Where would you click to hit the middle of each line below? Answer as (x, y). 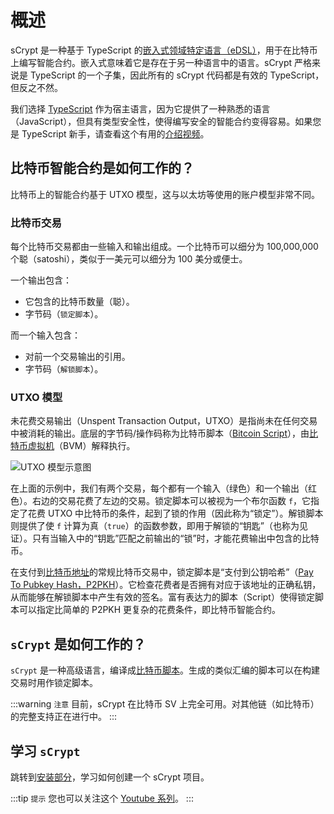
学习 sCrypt (45, 751)
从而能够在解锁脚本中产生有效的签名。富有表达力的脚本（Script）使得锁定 (162, 597)
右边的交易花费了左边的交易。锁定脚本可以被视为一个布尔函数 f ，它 (171, 501)
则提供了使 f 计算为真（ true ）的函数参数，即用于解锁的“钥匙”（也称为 (155, 526)
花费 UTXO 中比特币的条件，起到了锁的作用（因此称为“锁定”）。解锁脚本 (175, 513)
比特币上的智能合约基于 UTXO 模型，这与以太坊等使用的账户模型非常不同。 (165, 194)
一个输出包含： (41, 280)
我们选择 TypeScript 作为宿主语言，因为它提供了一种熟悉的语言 (140, 108)
